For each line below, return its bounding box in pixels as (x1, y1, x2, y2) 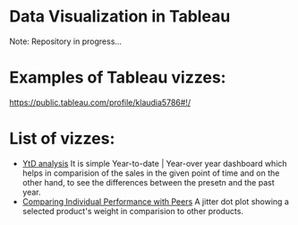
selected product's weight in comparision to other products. (21, 205, 244, 216)
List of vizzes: (9, 128, 115, 149)
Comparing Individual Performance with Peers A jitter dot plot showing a (21, 195, 289, 207)
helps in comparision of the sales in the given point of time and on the (21, 168, 280, 178)
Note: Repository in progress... (9, 36, 123, 47)
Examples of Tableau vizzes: (9, 67, 226, 88)
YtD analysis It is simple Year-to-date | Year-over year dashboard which (21, 158, 288, 169)
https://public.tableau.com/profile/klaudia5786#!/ (9, 97, 191, 108)
